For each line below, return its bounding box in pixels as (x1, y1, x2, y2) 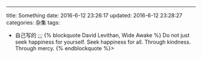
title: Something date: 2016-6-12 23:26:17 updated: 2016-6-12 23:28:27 (6, 12, 183, 19)
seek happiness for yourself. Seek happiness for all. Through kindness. (14, 38, 191, 45)
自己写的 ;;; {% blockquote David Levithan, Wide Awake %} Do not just (14, 32, 190, 39)
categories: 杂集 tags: (6, 19, 60, 26)
